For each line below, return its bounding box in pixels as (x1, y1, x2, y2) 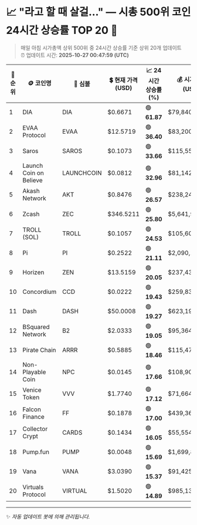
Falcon (22, 405, 41, 414)
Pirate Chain (22, 346, 57, 354)
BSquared (22, 323, 50, 331)
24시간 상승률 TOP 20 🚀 (6, 24, 118, 37)
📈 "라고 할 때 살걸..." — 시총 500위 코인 (6, 5, 191, 19)
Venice (22, 386, 42, 394)
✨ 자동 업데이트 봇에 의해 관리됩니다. (6, 513, 90, 520)
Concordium (22, 288, 57, 296)
